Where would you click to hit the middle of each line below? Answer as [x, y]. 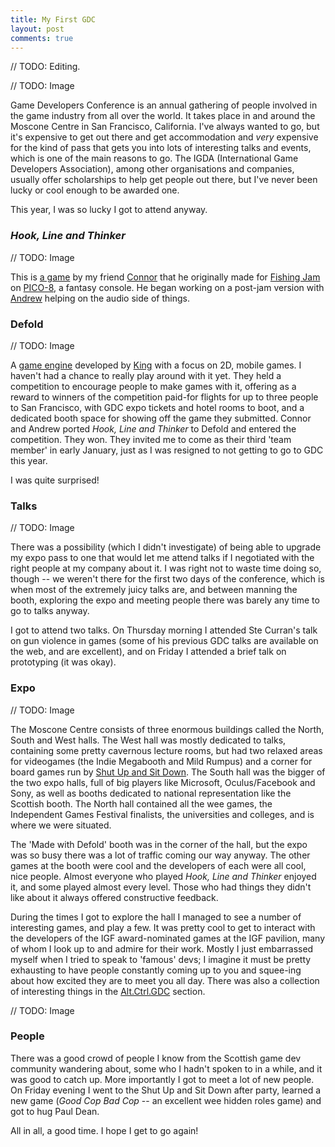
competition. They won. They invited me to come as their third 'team [151, 439]
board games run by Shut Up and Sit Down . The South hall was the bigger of [168, 772]
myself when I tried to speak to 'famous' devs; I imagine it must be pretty [161, 959]
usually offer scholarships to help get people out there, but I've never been [164, 180]
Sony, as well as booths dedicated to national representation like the [151, 793]
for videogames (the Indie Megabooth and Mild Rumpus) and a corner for [161, 761]
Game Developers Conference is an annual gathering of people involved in [164, 105]
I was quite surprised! [55, 480]
